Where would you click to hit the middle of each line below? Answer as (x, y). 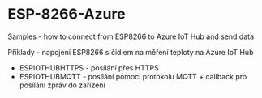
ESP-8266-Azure (67, 14)
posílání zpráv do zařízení (62, 85)
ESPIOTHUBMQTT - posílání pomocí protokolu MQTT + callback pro (133, 76)
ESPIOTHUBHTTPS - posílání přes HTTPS (89, 68)
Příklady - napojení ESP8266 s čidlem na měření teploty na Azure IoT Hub (131, 52)
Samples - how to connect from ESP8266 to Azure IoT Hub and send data (131, 36)
